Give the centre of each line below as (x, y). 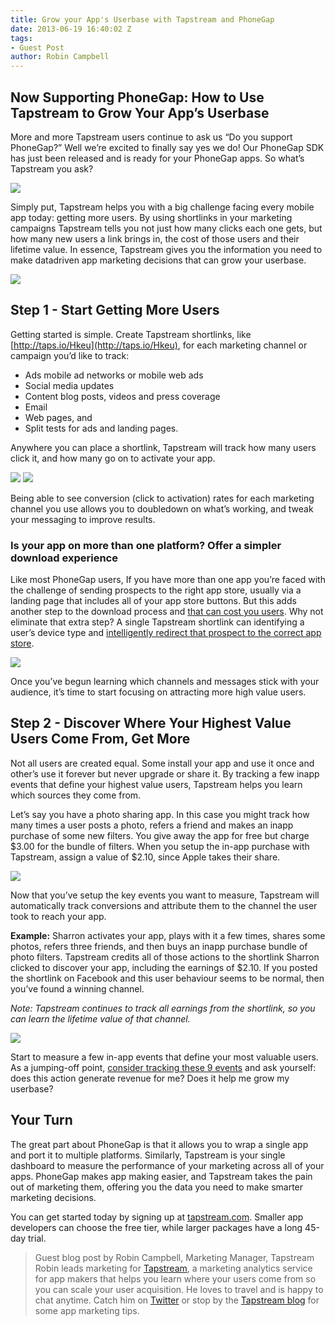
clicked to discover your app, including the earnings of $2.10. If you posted (164, 967)
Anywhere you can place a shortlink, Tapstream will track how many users (163, 447)
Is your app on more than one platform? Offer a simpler (146, 545)
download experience (64, 558)
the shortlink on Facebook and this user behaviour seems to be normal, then (167, 978)
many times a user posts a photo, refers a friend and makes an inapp (152, 825)
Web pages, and (58, 417)
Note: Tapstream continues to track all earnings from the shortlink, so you (163, 1008)
